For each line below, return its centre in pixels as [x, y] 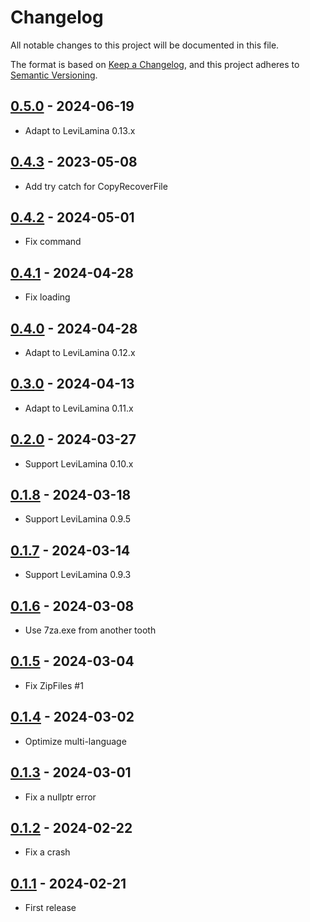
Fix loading [47, 297]
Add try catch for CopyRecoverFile [96, 186]
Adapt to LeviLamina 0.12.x [80, 352]
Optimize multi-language [75, 741]
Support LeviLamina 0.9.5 [78, 519]
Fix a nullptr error [60, 797]
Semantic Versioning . [54, 75]
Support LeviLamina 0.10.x [79, 463]
